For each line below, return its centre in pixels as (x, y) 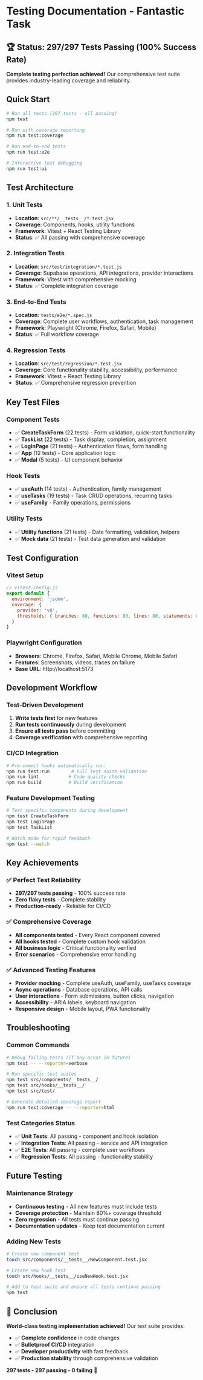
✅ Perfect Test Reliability (44, 880)
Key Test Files (33, 402)
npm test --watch (28, 844)
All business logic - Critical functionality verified (76, 947)
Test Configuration (43, 558)
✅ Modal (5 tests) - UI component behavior (69, 460)
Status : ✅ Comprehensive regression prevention (76, 383)
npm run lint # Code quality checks (66, 777)
